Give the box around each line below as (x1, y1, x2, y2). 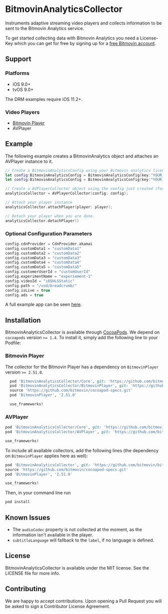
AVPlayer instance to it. (5, 158, 53, 164)
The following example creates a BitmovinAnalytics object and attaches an (5, 153, 158, 159)
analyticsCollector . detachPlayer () (5, 218, 79, 223)
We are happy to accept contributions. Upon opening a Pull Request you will (5, 598, 162, 604)
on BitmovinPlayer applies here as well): (5, 453, 88, 459)
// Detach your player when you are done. (5, 213, 95, 218)
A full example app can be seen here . (5, 301, 82, 308)
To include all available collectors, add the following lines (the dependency (5, 447, 159, 453)
